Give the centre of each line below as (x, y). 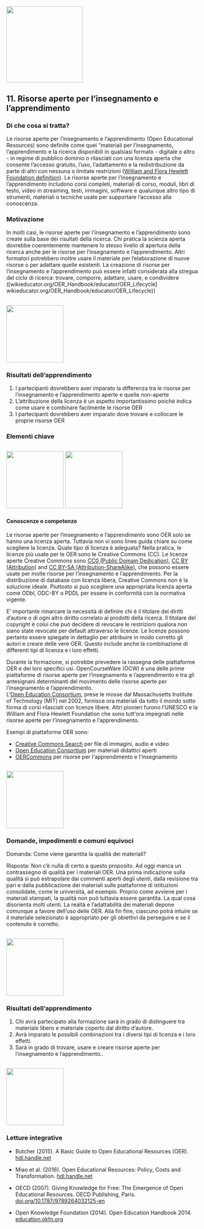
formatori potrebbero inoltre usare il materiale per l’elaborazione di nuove (98, 258)
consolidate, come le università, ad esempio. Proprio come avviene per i (97, 892)
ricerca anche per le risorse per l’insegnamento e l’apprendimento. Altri (96, 252)
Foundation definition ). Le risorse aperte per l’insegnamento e (84, 178)
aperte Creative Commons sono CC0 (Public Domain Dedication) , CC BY (97, 561)
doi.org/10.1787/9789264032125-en (60, 1200)
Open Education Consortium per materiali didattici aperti (86, 750)
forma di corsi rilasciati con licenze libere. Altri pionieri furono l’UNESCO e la (102, 707)
